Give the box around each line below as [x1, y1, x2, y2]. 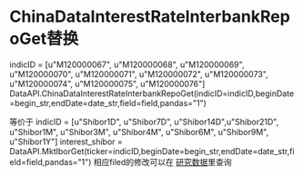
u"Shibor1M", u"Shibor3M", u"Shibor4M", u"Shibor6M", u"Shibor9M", [9, 126, 269, 137]
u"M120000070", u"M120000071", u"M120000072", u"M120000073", [9, 68, 268, 79]
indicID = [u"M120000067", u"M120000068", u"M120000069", [9, 59, 245, 70]
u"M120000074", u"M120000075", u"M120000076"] [9, 78, 206, 89]
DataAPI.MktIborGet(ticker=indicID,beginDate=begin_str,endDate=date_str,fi [9, 145, 295, 156]
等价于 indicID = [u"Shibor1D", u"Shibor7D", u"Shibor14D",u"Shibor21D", [9, 116, 279, 127]
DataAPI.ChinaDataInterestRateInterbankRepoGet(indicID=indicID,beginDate [9, 88, 295, 99]
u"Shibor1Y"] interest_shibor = [9, 136, 123, 147]
